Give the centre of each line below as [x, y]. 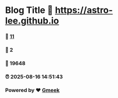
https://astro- [84, 10]
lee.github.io [32, 21]
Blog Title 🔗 [29, 10]
